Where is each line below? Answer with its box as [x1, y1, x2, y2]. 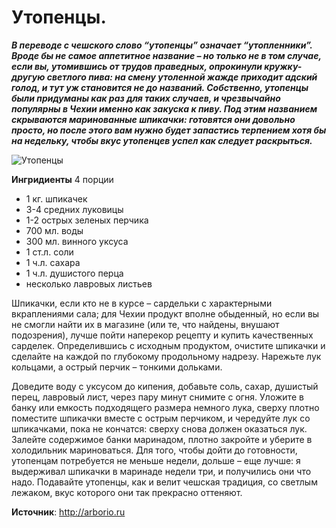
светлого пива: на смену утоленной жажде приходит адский [46, 71, 318, 83]
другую [11, 71, 46, 83]
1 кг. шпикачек [25, 192, 88, 205]
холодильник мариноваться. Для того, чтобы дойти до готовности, [11, 444, 298, 456]
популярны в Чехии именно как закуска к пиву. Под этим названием [11, 102, 318, 115]
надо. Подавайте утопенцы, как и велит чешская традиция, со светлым [11, 476, 318, 488]
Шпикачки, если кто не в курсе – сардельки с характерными [11, 297, 273, 309]
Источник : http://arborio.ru [11, 506, 126, 518]
